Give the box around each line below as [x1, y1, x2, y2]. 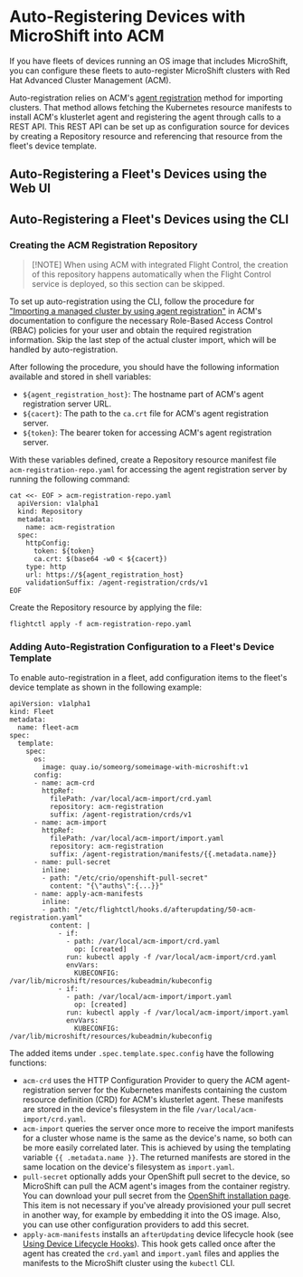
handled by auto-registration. [9, 344, 118, 355]
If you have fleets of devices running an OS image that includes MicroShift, [9, 55, 289, 66]
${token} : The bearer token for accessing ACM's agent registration [22, 427, 272, 438]
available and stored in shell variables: [9, 371, 152, 382]
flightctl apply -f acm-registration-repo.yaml [9, 620, 193, 629]
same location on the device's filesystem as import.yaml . [22, 1161, 235, 1173]
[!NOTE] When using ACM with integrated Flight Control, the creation [31, 260, 289, 271]
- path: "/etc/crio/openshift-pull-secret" [42, 873, 208, 883]
